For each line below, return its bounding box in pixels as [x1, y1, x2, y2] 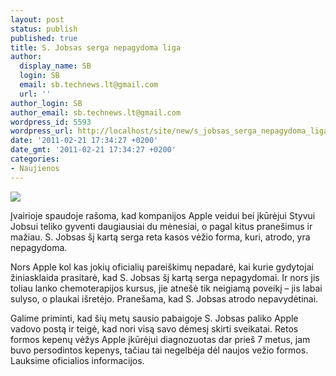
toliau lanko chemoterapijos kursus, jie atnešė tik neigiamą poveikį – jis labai [10, 282, 323, 294]
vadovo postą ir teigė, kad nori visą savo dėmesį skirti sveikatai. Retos [10, 322, 299, 335]
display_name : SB [19, 61, 92, 71]
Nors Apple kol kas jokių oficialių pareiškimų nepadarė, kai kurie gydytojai [10, 261, 314, 273]
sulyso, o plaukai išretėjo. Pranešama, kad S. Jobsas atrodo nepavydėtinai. [10, 292, 319, 305]
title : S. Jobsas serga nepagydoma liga [10, 42, 182, 53]
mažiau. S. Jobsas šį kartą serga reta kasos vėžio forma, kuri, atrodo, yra [10, 231, 311, 243]
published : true [10, 33, 78, 43]
